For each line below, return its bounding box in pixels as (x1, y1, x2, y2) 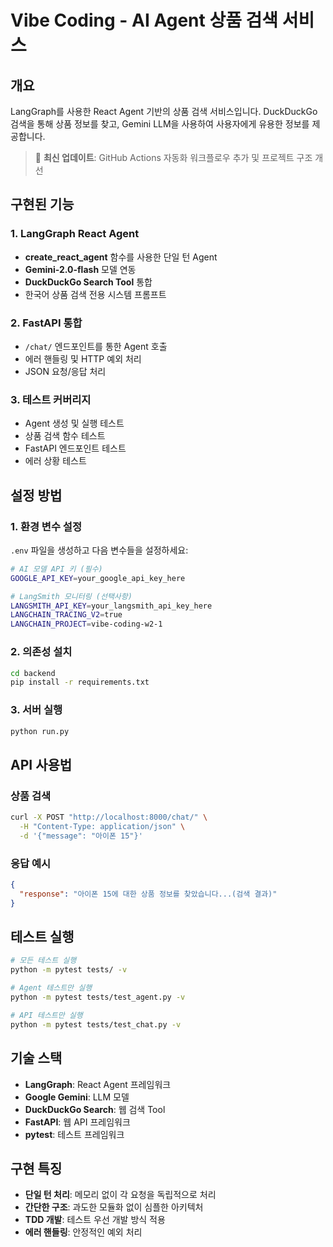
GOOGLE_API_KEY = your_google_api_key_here (10, 573, 186, 583)
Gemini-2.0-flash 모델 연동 (24, 263, 137, 275)
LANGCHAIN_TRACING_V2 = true (10, 610, 123, 620)
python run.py (10, 726, 70, 736)
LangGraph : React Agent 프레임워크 (24, 1078, 172, 1090)
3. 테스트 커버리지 (10, 392, 92, 406)
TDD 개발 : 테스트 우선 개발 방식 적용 (24, 1214, 166, 1226)
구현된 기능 (10, 196, 75, 213)
